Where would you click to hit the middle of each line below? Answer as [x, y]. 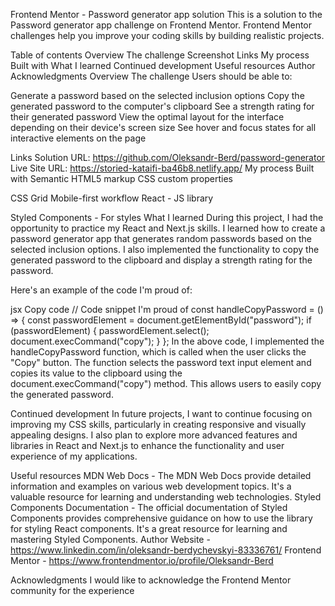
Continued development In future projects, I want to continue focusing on [161, 413]
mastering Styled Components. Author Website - [110, 539]
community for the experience [72, 590]
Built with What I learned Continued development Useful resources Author [163, 65]
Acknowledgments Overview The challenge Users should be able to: [151, 76]
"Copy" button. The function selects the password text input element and [161, 362]
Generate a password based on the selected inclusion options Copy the [157, 95]
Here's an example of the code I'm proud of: [101, 290]
